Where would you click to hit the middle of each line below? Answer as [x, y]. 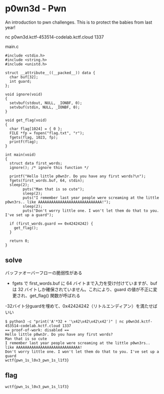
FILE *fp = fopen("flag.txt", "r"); [47, 133]
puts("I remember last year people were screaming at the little [91, 197]
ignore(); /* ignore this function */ [49, 167]
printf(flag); [24, 142]
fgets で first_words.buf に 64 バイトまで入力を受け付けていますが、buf [85, 283]
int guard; [21, 81]
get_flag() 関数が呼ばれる [55, 295]
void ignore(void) [24, 94]
